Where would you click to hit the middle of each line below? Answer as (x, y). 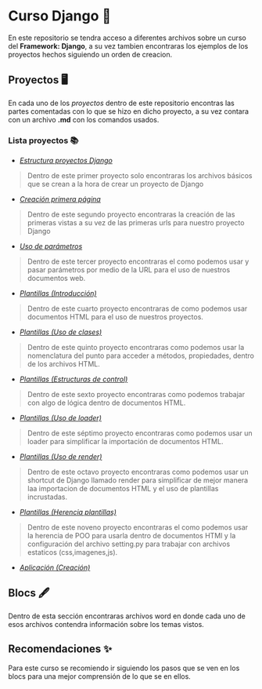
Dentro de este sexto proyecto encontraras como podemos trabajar (136, 395)
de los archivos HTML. (63, 364)
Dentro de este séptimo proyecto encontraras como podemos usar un (140, 433)
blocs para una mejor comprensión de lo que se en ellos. (100, 676)
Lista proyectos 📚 (43, 140)
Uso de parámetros (51, 246)
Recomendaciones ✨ (60, 649)
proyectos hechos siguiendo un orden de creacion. (90, 54)
